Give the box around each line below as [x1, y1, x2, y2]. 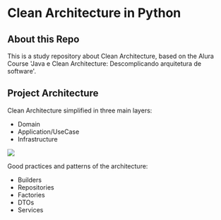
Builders [17, 175, 42, 184]
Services [17, 205, 44, 214]
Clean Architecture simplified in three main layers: [7, 106, 153, 115]
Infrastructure [17, 134, 58, 143]
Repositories [17, 183, 54, 192]
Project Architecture [7, 87, 99, 100]
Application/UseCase [17, 127, 80, 136]
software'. [7, 67, 37, 75]
